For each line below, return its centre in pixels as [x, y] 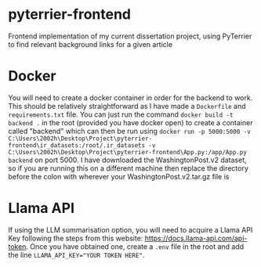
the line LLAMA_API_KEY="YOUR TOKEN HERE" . [76, 254]
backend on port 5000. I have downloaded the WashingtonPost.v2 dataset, [127, 160]
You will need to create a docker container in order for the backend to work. [130, 97]
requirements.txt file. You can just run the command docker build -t [121, 114]
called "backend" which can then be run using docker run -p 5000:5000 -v [129, 131]
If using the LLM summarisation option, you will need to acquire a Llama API [130, 229]
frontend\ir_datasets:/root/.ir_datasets [77, 145]
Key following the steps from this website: [76, 238]
